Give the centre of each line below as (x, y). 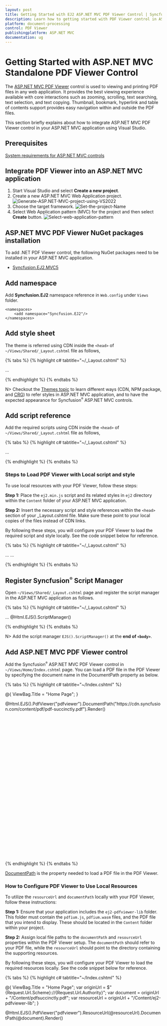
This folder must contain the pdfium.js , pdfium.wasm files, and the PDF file (81, 917)
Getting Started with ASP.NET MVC (79, 62)
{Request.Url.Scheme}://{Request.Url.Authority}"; (56, 993)
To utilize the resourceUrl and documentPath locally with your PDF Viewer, (80, 897)
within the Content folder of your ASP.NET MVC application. (66, 500)
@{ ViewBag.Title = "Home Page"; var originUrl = (55, 987)
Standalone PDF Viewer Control (72, 73)
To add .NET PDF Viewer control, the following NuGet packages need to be (82, 253)
